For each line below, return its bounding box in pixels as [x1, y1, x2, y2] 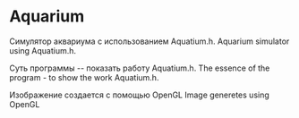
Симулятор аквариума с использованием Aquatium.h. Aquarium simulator [9, 36, 290, 46]
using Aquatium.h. [9, 45, 77, 55]
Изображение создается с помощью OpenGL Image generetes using [9, 89, 270, 100]
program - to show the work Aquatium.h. [9, 72, 159, 82]
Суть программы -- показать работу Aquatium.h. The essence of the [9, 63, 270, 73]
